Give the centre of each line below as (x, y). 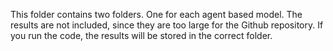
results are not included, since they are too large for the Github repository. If (167, 25)
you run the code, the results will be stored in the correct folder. (141, 35)
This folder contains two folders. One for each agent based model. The (156, 14)
